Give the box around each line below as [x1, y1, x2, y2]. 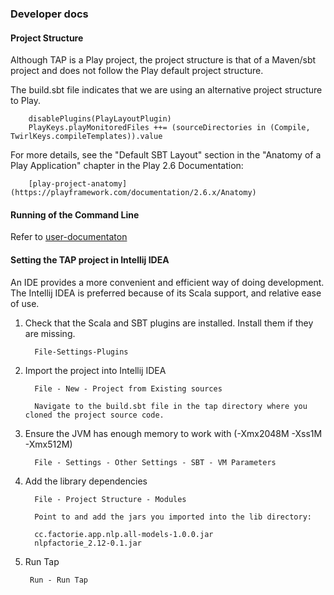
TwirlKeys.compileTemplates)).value [10, 132, 163, 142]
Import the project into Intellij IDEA [24, 364, 167, 376]
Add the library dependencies [24, 475, 148, 487]
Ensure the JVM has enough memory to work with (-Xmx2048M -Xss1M [24, 427, 323, 439]
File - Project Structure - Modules [34, 494, 187, 504]
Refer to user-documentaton [10, 231, 128, 243]
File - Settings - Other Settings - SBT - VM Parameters [34, 457, 277, 467]
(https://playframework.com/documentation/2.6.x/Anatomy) [10, 188, 257, 198]
